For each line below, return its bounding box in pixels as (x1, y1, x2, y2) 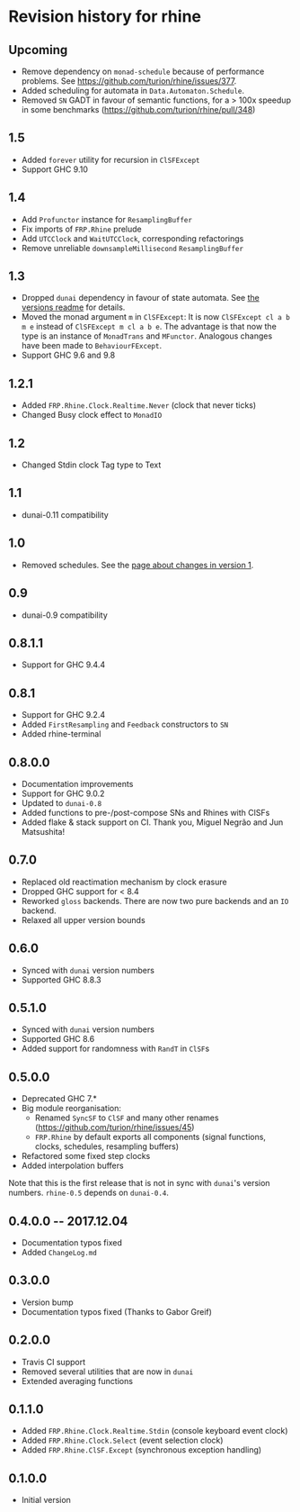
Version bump (21, 1297, 74, 1308)
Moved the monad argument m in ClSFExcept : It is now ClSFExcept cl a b (21, 312, 291, 322)
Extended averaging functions (21, 1375, 134, 1386)
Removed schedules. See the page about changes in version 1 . (21, 559, 254, 570)
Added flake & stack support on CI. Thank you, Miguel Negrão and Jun (21, 817, 284, 828)
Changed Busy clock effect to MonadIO (21, 410, 163, 421)
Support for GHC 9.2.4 (21, 710, 105, 720)
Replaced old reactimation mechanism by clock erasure (21, 876, 227, 887)
